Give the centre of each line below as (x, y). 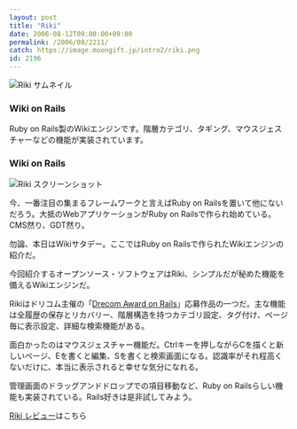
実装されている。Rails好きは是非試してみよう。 (110, 396)
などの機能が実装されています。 (90, 140)
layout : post (33, 17)
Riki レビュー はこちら (48, 415)
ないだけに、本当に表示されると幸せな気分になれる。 (106, 367)
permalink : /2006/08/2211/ (59, 42)
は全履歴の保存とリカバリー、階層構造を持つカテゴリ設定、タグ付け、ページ (148, 315)
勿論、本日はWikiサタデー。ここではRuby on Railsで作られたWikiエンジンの (147, 244)
